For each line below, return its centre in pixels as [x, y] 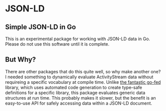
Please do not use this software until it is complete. [57, 44]
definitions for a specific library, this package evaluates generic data [75, 93]
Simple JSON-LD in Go [41, 27]
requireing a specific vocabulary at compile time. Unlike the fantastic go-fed [83, 82]
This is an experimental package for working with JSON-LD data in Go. [78, 39]
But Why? [21, 60]
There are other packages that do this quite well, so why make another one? [83, 71]
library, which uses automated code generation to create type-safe [74, 87]
